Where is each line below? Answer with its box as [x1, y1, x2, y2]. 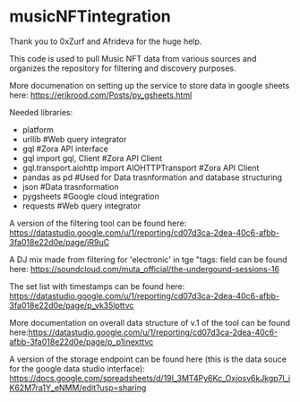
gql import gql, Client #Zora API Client [21, 152, 163, 163]
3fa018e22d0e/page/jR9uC [9, 236, 110, 247]
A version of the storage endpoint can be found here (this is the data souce [9, 354, 287, 364]
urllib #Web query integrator [21, 133, 127, 144]
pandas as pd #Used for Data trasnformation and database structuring [21, 172, 283, 183]
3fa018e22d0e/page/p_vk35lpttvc [9, 300, 134, 311]
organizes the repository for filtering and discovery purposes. [9, 63, 236, 73]
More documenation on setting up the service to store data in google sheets [9, 80, 290, 90]
